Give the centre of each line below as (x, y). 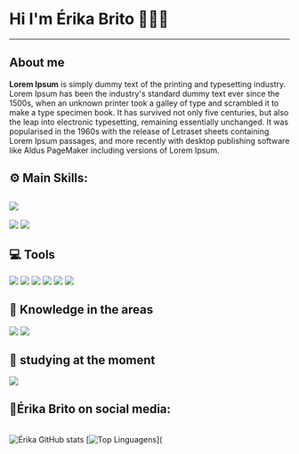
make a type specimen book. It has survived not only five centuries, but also (149, 112)
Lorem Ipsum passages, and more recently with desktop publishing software (149, 140)
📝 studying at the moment (82, 360)
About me (37, 63)
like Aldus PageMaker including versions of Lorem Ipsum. (114, 150)
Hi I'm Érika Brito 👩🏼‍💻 (89, 19)
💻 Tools (32, 255)
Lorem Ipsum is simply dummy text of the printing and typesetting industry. (148, 84)
